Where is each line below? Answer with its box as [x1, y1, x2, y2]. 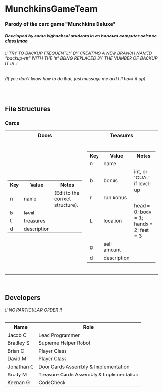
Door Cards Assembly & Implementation [38, 363, 130, 370]
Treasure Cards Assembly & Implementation [38, 371, 139, 378]
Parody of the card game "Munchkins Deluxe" [5, 21, 116, 28]
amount [103, 247, 121, 253]
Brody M [7, 371, 27, 378]
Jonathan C [7, 363, 34, 370]
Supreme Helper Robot [38, 339, 91, 346]
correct [54, 196, 71, 202]
